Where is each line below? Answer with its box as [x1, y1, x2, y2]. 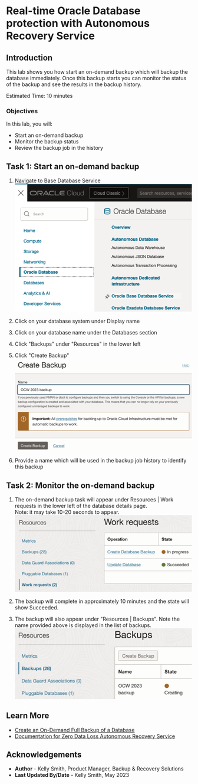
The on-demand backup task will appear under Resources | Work [14, 496, 174, 503]
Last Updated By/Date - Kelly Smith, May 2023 [14, 772, 130, 779]
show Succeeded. [14, 604, 59, 611]
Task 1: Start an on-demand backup [6, 161, 140, 172]
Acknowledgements [6, 750, 82, 760]
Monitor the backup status [14, 138, 79, 145]
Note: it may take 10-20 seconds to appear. [14, 509, 120, 516]
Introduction [6, 53, 53, 63]
